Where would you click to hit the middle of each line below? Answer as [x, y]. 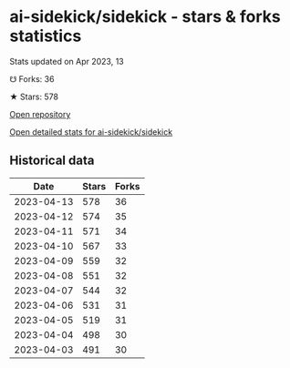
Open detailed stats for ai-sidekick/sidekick [91, 132]
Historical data [52, 161]
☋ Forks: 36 [32, 78]
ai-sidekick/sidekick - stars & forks [145, 17]
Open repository [40, 114]
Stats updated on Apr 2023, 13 [67, 61]
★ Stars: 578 [34, 97]
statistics [46, 36]
